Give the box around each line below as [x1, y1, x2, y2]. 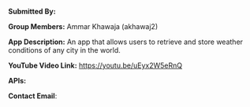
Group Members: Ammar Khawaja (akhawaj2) [8, 22, 159, 31]
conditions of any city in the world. [8, 46, 121, 54]
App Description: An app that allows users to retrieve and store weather [8, 37, 243, 46]
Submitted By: [8, 7, 57, 16]
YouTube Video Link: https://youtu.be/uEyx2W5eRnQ [8, 61, 183, 70]
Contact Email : [8, 91, 58, 101]
